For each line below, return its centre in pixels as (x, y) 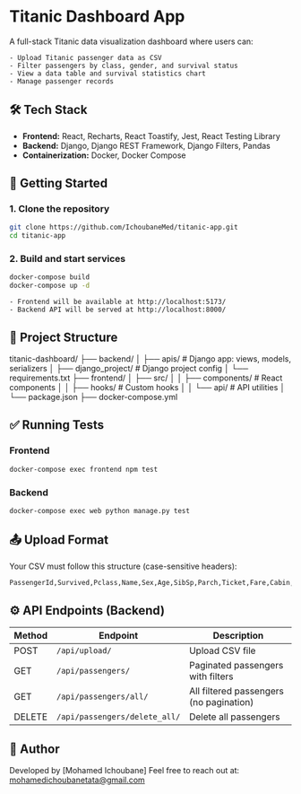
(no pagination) (222, 702)
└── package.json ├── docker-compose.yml (94, 397)
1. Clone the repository (60, 209)
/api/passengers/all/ (103, 697)
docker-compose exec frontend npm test (84, 469)
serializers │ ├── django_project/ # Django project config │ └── (129, 369)
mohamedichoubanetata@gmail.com (77, 780)
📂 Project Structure (64, 337)
